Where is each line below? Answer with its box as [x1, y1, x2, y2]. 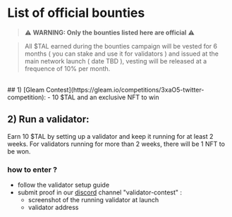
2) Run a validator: [7, 113, 90, 125]
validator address [28, 203, 79, 212]
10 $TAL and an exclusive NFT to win [51, 93, 159, 101]
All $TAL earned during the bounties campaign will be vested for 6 [24, 42, 217, 50]
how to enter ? [7, 164, 58, 174]
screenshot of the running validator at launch [28, 196, 159, 204]
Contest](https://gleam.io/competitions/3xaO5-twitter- [45, 85, 204, 94]
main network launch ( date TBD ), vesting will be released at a [24, 56, 207, 65]
